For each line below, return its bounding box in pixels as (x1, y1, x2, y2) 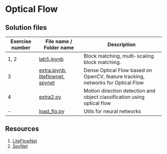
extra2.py (39, 93, 62, 100)
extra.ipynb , (39, 67, 67, 74)
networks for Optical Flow (83, 79, 144, 86)
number (11, 44, 31, 51)
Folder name (44, 44, 75, 51)
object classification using (83, 93, 145, 100)
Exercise (10, 38, 31, 45)
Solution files (5, 23, 47, 32)
